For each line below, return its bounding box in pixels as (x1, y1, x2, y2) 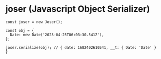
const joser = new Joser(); (5, 20, 63, 24)
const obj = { (5, 28, 35, 33)
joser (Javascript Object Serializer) (5, 3, 150, 15)
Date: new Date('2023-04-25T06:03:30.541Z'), (10, 32, 104, 37)
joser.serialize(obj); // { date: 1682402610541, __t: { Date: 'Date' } (5, 45, 157, 50)
